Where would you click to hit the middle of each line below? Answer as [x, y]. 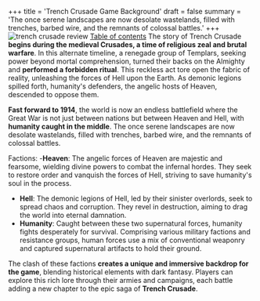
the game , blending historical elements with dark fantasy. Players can [121, 272]
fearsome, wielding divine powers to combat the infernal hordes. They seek [130, 167]
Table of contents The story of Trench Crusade [166, 36]
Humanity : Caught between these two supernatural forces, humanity [131, 223]
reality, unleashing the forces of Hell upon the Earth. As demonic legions [125, 78]
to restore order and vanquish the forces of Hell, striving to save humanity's [130, 175]
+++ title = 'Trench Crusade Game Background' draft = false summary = [125, 11]
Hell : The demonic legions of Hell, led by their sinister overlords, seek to [136, 198]
